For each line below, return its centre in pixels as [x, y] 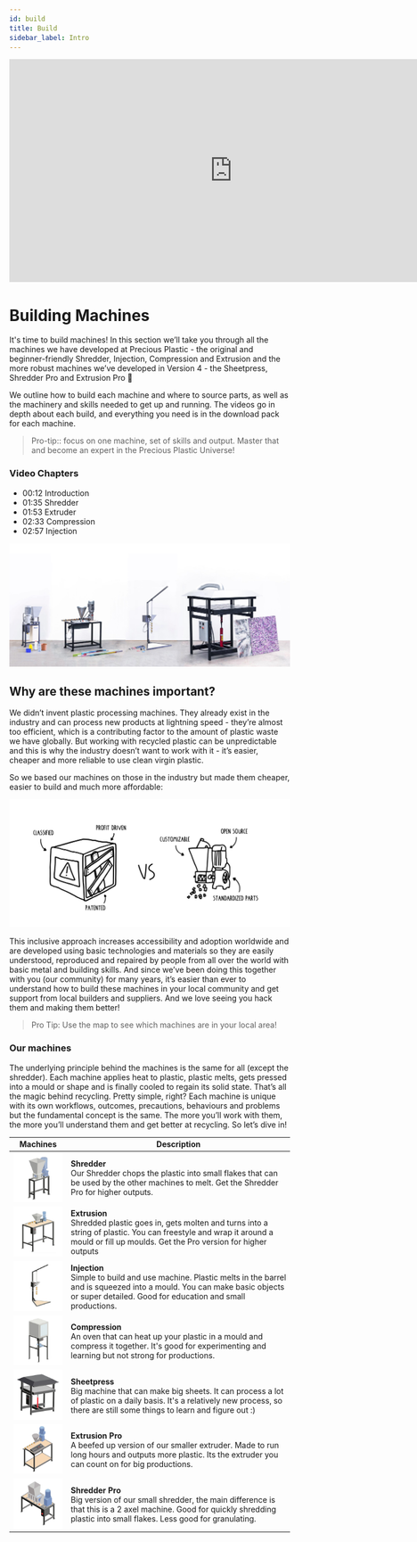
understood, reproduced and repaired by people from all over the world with [149, 961]
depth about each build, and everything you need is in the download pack [144, 414]
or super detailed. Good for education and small [158, 1296]
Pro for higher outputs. [112, 1192]
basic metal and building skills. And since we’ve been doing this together [143, 970]
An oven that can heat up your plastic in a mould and [167, 1336]
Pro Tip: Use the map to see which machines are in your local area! [154, 1025]
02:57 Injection [49, 531]
